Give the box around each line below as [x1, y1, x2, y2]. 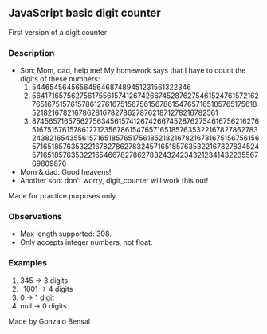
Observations [8, 211, 62, 222]
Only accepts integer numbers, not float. [19, 238, 153, 247]
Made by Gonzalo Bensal [8, 316, 90, 326]
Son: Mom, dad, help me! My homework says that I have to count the [19, 65, 246, 75]
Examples [8, 257, 48, 269]
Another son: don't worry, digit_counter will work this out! [19, 175, 209, 186]
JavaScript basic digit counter [8, 6, 161, 20]
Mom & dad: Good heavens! [19, 167, 112, 177]
